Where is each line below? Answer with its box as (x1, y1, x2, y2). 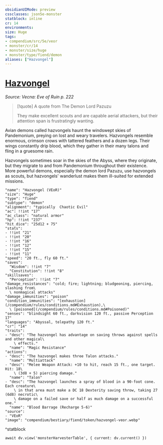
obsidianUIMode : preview (5, 7, 55, 12)
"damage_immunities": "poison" (5, 294, 69, 299)
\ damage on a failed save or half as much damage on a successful (14, 396, 153, 402)
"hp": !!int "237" (5, 218, 42, 222)
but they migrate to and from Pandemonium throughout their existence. (5, 163, 148, 168)
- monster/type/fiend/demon (5, 52, 62, 57)
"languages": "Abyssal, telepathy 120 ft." (5, 320, 95, 325)
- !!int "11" (5, 252, 32, 257)
